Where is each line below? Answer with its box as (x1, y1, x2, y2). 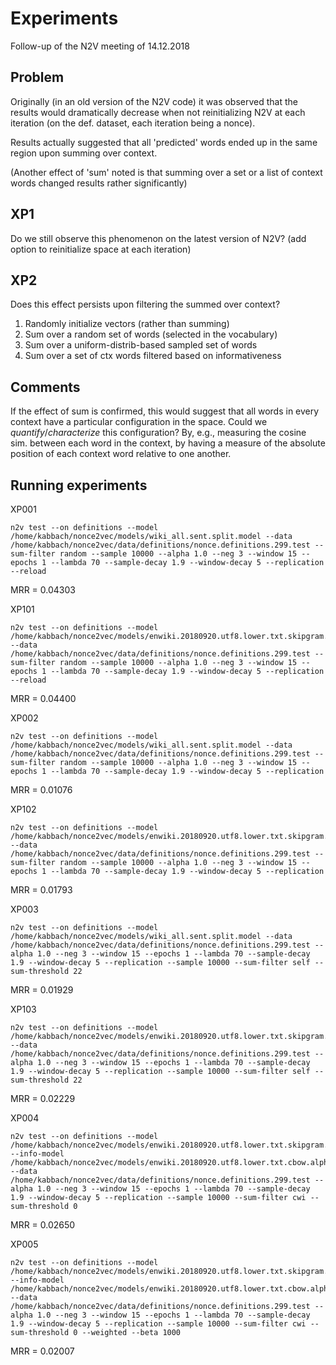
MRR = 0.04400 (10, 693, 77, 704)
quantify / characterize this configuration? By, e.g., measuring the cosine (10, 427, 307, 439)
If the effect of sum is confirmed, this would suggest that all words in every (10, 405, 320, 417)
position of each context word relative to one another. (10, 448, 232, 460)
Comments (10, 378, 81, 396)
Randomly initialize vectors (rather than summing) (24, 318, 230, 330)
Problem (10, 69, 65, 86)
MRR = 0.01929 (10, 984, 74, 996)
